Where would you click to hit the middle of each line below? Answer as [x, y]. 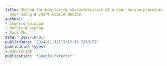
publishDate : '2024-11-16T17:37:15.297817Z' [52, 42]
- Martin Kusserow [24, 28]
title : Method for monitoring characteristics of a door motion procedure [84, 10]
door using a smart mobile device [45, 14]
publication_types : [25, 47]
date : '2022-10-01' [25, 38]
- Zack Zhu [16, 33]
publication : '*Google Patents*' [40, 56]
